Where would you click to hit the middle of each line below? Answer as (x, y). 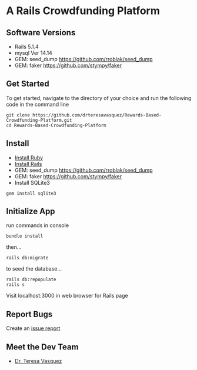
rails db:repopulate (31, 280)
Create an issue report (33, 328)
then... (14, 247)
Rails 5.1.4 (27, 46)
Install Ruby (29, 158)
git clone (18, 115)
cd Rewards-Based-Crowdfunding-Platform (56, 125)
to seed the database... (34, 269)
